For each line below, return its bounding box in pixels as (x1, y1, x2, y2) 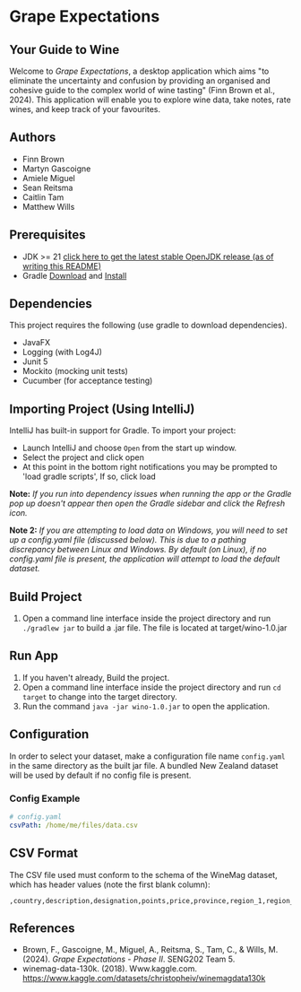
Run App (9, 648, 59, 664)
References (9, 920, 75, 935)
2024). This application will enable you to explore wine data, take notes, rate (9, 94, 291, 105)
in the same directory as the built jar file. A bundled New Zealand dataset (9, 760, 279, 770)
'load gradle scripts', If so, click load (21, 471, 157, 482)
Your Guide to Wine (9, 42, 120, 57)
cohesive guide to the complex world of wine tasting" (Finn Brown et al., (9, 85, 276, 95)
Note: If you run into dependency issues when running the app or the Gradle (9, 489, 292, 500)
